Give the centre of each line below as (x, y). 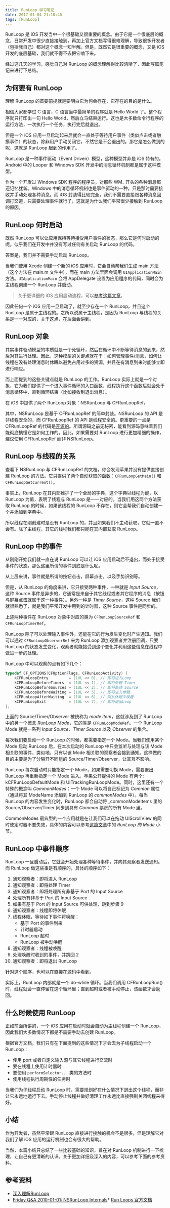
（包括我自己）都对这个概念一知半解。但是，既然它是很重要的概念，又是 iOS (85, 47)
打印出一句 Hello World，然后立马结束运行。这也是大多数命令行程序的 (91, 118)
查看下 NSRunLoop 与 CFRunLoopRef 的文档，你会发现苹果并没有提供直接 (82, 469)
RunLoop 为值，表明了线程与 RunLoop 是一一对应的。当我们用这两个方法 (81, 499)
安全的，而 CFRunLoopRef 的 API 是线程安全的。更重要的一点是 (84, 420)
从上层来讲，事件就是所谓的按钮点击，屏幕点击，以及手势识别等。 (74, 576)
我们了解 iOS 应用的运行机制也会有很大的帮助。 (54, 1139)
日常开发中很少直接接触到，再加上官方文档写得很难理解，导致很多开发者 (89, 40)
